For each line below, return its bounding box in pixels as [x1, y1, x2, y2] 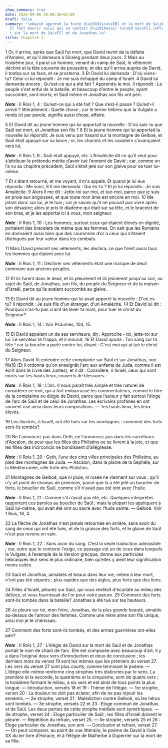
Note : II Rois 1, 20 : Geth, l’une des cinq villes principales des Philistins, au [5, 454, 159, 460]
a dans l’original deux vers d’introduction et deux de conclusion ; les [5, 652, 145, 658]
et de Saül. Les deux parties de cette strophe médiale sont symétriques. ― [5, 706, 159, 712]
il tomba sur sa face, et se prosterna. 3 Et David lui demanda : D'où [5, 70, 143, 76]
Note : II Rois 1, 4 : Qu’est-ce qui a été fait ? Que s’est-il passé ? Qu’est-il [5, 101, 154, 107]
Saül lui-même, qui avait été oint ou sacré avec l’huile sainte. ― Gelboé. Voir [5, 505, 162, 511]
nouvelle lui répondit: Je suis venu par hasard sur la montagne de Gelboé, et [5, 132, 162, 138]
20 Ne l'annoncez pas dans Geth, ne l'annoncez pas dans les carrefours [5, 433, 154, 439]
